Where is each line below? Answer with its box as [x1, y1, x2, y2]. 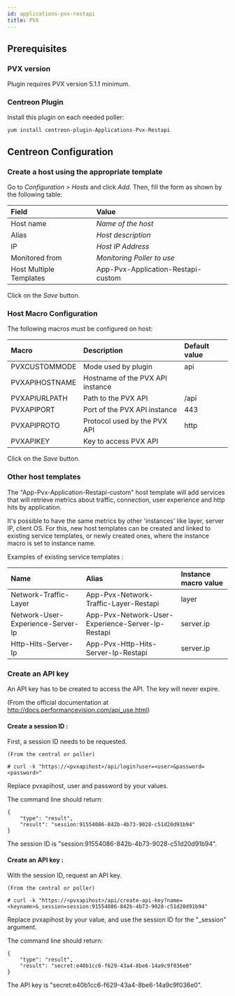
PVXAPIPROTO [10, 420, 61, 430]
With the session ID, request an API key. [7, 871, 122, 879]
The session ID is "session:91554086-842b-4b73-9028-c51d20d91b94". [7, 839, 218, 848]
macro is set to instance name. [7, 538, 96, 547]
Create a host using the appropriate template [7, 166, 163, 176]
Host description [96, 230, 151, 240]
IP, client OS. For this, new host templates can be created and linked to [7, 524, 211, 532]
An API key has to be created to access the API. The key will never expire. [7, 685, 220, 693]
